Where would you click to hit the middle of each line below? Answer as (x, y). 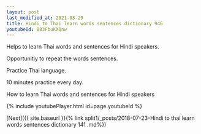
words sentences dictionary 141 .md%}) (56, 125)
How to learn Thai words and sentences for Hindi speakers (81, 94)
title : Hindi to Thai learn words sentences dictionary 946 (85, 23)
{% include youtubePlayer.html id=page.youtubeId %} (74, 106)
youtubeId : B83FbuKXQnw (37, 29)
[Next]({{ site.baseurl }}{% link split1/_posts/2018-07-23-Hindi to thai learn (100, 118)
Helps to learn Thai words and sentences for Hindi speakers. (83, 47)
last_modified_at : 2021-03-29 (45, 18)
